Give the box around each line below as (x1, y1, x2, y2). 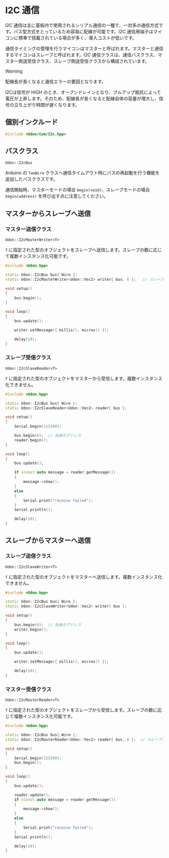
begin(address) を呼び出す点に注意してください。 (5, 193, 109, 199)
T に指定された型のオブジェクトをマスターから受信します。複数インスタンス (5, 375, 162, 381)
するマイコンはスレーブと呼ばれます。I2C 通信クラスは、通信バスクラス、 (5, 51, 158, 58)
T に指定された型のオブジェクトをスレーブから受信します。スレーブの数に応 (5, 707, 162, 713)
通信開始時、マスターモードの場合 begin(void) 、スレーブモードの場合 (5, 187, 150, 193)
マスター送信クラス (5, 225, 52, 232)
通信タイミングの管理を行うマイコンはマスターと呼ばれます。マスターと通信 (5, 45, 163, 51)
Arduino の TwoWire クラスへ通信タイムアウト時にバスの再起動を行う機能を (5, 170, 160, 176)
